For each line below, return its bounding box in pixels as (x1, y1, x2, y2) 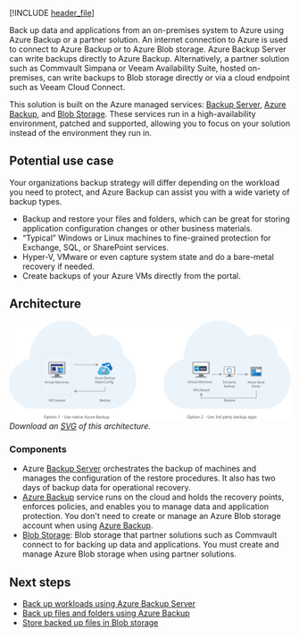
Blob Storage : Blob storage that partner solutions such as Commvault (21, 530, 278, 541)
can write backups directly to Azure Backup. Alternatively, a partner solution (9, 54, 290, 63)
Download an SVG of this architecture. (9, 420, 152, 432)
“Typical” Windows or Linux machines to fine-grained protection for (21, 232, 271, 243)
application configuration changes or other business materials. (21, 222, 253, 233)
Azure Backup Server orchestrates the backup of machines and (21, 464, 257, 474)
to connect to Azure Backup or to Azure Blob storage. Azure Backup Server (9, 44, 287, 54)
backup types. (9, 196, 62, 206)
